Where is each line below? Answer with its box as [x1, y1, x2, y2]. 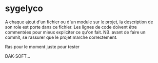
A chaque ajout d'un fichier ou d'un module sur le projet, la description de [5, 19, 154, 25]
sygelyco [5, 3, 43, 14]
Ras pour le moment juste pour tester [5, 44, 79, 49]
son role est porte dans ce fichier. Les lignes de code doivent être [5, 24, 137, 30]
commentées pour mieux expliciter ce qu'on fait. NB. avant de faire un [5, 29, 146, 35]
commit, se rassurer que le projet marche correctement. [5, 34, 118, 40]
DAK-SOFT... [5, 53, 31, 59]
